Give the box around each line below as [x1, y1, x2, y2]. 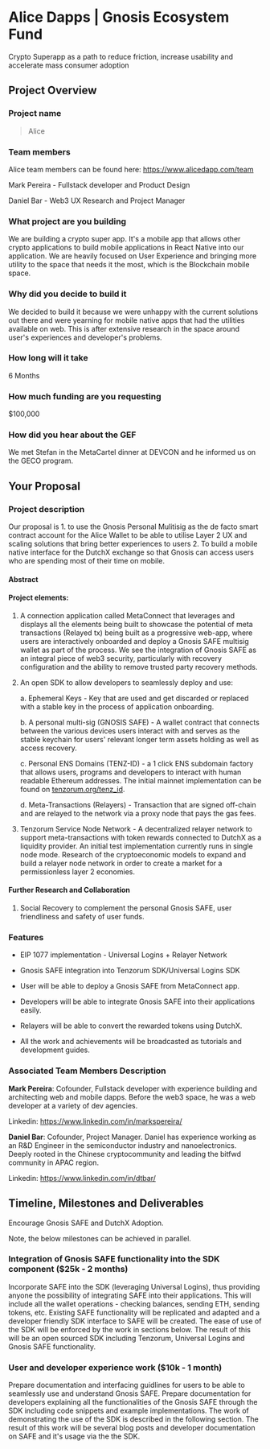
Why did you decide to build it [8, 288, 127, 299]
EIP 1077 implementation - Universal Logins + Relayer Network [19, 950, 227, 960]
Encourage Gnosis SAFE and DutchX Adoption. [8, 1218, 164, 1228]
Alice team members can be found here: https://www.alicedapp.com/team [8, 164, 254, 174]
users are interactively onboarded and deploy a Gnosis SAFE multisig [19, 636, 249, 646]
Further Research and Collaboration [8, 885, 131, 895]
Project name [8, 108, 62, 119]
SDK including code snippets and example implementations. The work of [8, 1406, 249, 1416]
